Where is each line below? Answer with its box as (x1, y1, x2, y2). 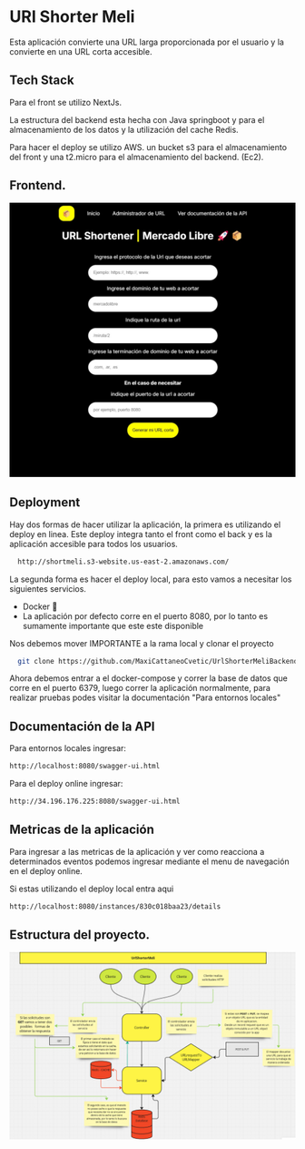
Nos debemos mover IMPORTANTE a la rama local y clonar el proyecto (9, 637, 274, 648)
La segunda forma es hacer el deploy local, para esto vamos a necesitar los (9, 574, 292, 585)
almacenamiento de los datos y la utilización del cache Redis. (9, 124, 239, 135)
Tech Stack (9, 73, 74, 88)
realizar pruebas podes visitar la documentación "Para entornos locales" (9, 692, 281, 703)
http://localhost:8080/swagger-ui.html (9, 762, 161, 771)
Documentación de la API (9, 718, 155, 734)
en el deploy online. (9, 865, 84, 876)
